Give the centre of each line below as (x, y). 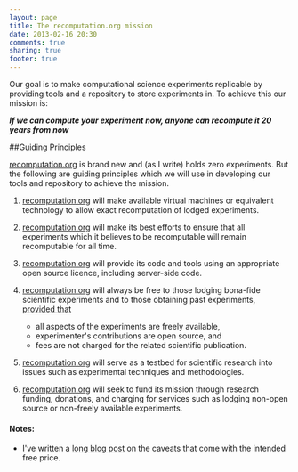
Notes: (22, 428)
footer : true (33, 59)
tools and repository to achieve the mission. (89, 183)
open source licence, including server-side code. (112, 273)
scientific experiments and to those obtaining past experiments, (139, 300)
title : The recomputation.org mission (81, 26)
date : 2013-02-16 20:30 (53, 34)
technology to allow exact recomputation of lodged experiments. (141, 210)
